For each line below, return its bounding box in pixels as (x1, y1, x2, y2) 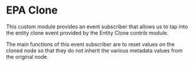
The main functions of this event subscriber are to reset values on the (6, 41, 175, 48)
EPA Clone (6, 4, 58, 17)
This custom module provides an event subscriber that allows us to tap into (6, 23, 188, 30)
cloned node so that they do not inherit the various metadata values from (6, 47, 183, 54)
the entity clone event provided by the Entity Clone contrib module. (6, 29, 169, 36)
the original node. (6, 53, 49, 60)
